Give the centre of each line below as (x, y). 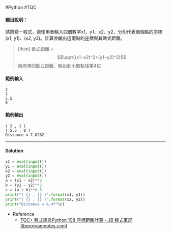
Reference (23, 214)
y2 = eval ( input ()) (26, 176)
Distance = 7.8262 (25, 135)
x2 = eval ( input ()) (26, 171)
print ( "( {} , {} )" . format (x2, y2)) (45, 199)
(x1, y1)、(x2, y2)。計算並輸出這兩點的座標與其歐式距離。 (65, 38)
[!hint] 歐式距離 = (36, 49)
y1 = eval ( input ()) (26, 166)
